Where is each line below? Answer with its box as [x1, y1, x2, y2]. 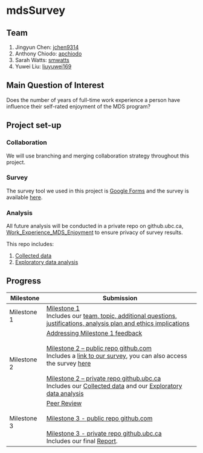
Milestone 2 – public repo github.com [46, 344, 152, 352]
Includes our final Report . [46, 437, 118, 445]
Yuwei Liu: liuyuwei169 [14, 63, 72, 70]
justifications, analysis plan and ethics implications [46, 319, 190, 328]
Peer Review [46, 399, 82, 407]
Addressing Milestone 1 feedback [46, 329, 143, 337]
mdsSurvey [6, 4, 65, 17]
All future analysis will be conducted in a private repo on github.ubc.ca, [6, 223, 184, 230]
